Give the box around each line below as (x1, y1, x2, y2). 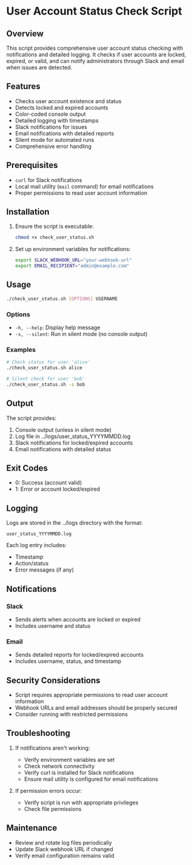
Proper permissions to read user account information (15, 189, 148, 197)
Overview (6, 29, 44, 39)
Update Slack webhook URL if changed (15, 845, 113, 853)
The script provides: (6, 414, 56, 422)
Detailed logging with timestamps (15, 116, 99, 124)
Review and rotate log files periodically (15, 839, 112, 846)
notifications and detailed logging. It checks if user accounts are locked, (6, 51, 187, 58)
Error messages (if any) (15, 566, 74, 574)
